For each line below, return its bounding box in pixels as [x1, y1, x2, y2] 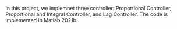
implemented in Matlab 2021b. [5, 17, 78, 23]
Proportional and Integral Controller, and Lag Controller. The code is [5, 11, 168, 18]
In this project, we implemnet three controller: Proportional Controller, [5, 5, 172, 11]
